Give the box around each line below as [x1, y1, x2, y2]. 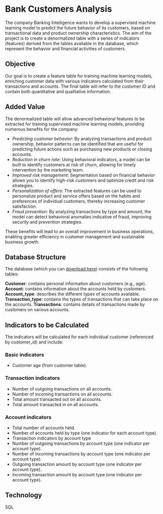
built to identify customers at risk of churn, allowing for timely [12, 162, 136, 168]
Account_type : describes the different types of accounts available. [5, 291, 140, 297]
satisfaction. [12, 203, 37, 209]
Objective [5, 60, 36, 68]
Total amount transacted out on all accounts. [12, 396, 102, 402]
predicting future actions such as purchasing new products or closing [12, 146, 152, 152]
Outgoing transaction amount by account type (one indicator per [12, 462, 142, 467]
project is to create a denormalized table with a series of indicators [5, 35, 140, 41]
